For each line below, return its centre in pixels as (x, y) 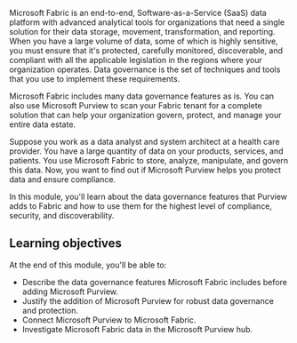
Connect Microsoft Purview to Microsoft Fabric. (109, 320)
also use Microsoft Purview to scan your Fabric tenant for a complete (136, 105)
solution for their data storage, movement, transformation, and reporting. (142, 32)
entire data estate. (43, 124)
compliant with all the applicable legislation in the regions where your (136, 60)
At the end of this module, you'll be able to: (88, 265)
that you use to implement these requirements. (95, 79)
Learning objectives (66, 243)
